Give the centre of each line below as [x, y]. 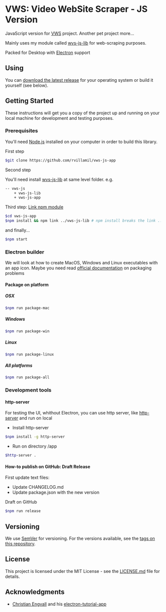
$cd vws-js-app [21, 216]
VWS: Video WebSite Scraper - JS [76, 9]
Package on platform [27, 284]
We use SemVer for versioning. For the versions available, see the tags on [80, 539]
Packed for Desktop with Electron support [48, 52]
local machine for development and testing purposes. [60, 118]
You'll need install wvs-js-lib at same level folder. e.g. [59, 179]
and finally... [18, 230]
